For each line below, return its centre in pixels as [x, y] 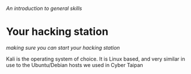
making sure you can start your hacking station [63, 47]
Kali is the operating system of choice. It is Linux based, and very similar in [95, 59]
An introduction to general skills [44, 8]
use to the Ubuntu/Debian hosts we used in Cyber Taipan [75, 65]
